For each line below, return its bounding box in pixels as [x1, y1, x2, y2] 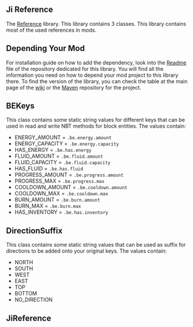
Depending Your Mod [6, 43, 85, 53]
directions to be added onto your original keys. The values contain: [6, 247, 167, 254]
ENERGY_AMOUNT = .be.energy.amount [14, 134, 112, 141]
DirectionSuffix [6, 226, 63, 236]
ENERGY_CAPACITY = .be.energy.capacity [14, 140, 119, 147]
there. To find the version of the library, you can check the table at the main [6, 77, 188, 84]
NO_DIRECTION [14, 296, 53, 304]
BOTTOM [14, 290, 37, 297]
